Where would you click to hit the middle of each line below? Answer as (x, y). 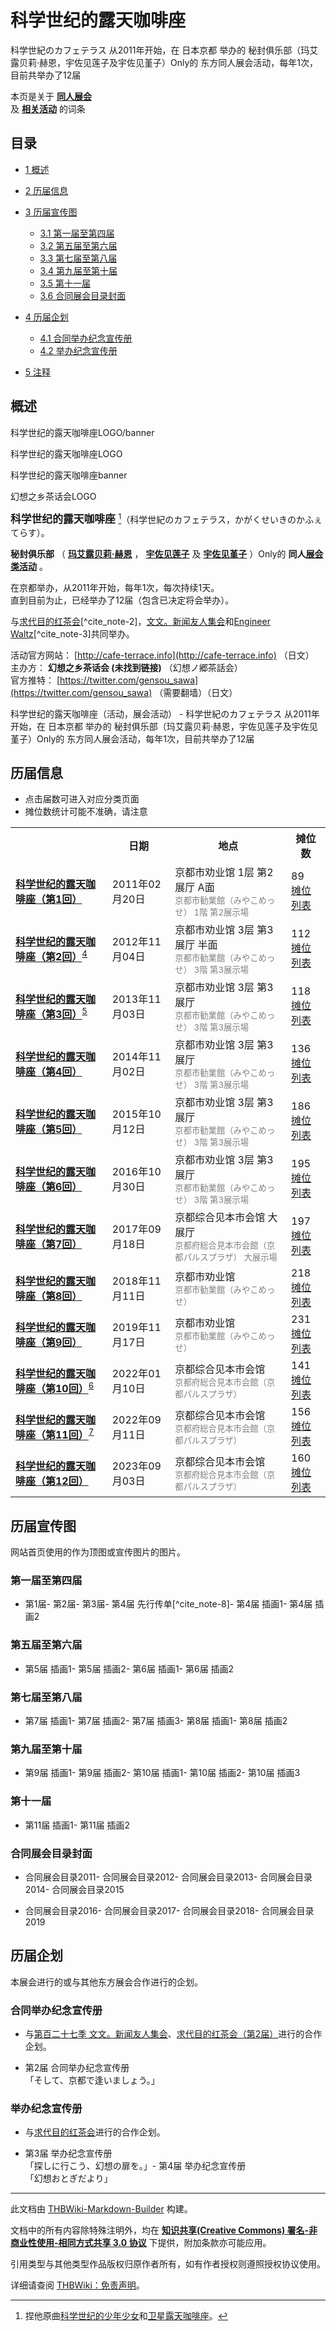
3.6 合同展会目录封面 (83, 295)
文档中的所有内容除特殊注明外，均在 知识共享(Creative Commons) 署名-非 (164, 2230)
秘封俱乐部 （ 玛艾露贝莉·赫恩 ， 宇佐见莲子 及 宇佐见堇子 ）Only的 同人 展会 (167, 553)
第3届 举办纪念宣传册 (68, 2153)
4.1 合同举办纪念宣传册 (86, 338)
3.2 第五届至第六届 (78, 245)
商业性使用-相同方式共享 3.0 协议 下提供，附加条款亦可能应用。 (141, 2243)
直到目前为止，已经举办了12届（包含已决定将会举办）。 (122, 600)
